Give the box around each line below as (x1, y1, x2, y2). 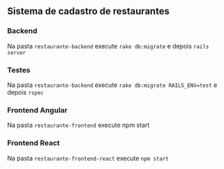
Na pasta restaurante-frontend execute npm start (7, 121, 150, 130)
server (7, 49, 26, 56)
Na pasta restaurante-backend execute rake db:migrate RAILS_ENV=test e (7, 81, 218, 89)
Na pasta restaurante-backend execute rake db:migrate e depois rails (7, 41, 209, 50)
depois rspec (7, 88, 44, 96)
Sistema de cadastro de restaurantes (7, 6, 170, 17)
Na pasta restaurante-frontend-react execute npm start (7, 154, 169, 162)
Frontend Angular (7, 105, 68, 115)
